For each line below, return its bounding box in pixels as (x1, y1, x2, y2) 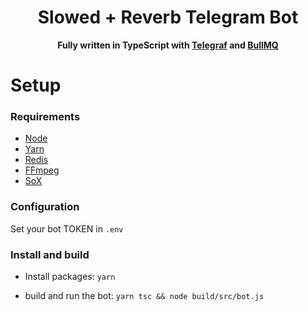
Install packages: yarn (24, 271, 116, 283)
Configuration (10, 200, 80, 214)
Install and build (10, 247, 90, 261)
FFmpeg (24, 164, 60, 176)
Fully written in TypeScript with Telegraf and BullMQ (57, 39, 279, 51)
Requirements (10, 110, 81, 124)
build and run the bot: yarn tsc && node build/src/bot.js (24, 290, 265, 302)
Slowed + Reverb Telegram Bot (37, 6, 299, 29)
